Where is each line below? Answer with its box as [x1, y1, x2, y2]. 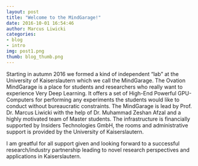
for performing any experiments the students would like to [35, 96, 180, 103]
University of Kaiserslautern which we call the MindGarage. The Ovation [6, 77, 186, 84]
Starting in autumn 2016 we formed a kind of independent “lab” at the [6, 70, 179, 77]
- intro [6, 43, 26, 49]
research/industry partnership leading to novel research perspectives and [6, 146, 190, 153]
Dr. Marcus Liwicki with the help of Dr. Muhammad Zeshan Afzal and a [6, 109, 181, 116]
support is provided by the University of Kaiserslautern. [6, 128, 144, 135]
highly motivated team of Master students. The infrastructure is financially [6, 115, 190, 123]
